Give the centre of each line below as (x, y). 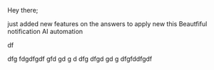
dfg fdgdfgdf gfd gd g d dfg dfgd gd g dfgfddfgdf (80, 59)
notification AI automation (45, 31)
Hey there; (23, 10)
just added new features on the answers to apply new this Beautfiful (107, 24)
